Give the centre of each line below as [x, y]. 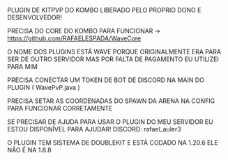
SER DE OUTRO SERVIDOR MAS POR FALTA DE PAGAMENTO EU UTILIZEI [113, 59]
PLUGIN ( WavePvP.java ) [44, 87]
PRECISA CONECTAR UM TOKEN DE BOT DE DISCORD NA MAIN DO [106, 80]
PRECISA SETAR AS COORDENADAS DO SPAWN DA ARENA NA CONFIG [111, 101]
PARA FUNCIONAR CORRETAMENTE [60, 108]
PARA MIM [23, 66]
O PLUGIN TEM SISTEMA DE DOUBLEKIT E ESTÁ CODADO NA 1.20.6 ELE [113, 143]
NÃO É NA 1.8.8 [30, 150]
